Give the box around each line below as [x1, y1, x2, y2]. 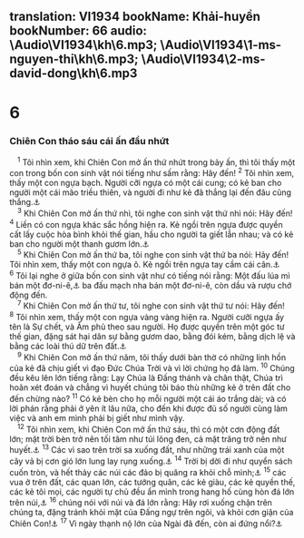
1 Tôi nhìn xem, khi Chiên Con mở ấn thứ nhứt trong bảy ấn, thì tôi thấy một [17, 155, 296, 168]
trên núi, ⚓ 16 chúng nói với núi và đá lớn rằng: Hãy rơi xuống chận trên [9, 495, 272, 508]
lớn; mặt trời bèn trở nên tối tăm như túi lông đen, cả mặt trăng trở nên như [9, 433, 288, 445]
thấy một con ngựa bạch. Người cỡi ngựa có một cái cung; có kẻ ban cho [9, 178, 282, 189]
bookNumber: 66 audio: [9, 24, 148, 39]
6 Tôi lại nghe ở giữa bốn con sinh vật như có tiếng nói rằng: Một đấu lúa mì [9, 269, 290, 281]
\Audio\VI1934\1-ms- [160, 37, 282, 53]
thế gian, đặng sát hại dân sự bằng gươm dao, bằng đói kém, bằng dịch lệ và [9, 331, 296, 342]
